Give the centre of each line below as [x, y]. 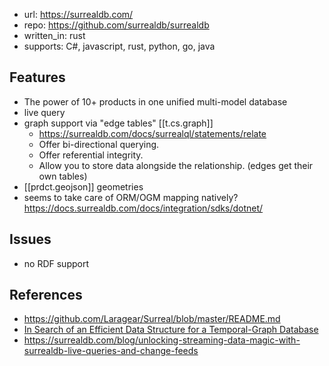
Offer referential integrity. [91, 155]
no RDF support [56, 263]
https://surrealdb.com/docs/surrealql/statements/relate [152, 133]
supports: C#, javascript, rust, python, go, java [119, 46]
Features [37, 77]
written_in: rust [54, 35]
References [46, 295]
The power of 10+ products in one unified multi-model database [155, 101]
